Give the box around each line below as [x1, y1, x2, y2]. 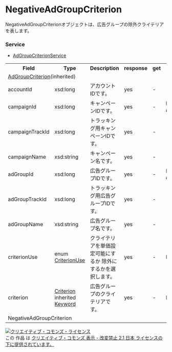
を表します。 [5, 27, 32, 34]
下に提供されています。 [5, 341, 55, 347]
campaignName [8, 153, 46, 160]
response [124, 65, 148, 72]
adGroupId [8, 171, 34, 178]
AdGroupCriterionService [12, 52, 67, 59]
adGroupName [8, 221, 44, 228]
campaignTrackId [8, 128, 50, 136]
